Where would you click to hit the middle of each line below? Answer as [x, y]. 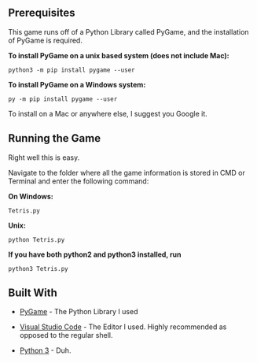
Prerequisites [42, 13]
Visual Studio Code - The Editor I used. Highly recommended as [123, 327]
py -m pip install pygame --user [63, 99]
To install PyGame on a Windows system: [77, 84]
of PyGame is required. [45, 40]
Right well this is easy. [44, 157]
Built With [33, 293]
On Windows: [31, 196]
